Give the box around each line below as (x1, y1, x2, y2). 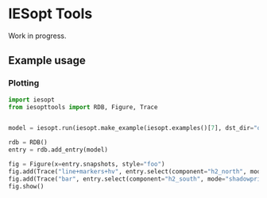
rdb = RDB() (8, 139, 48, 147)
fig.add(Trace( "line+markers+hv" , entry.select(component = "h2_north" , (8, 167, 247, 175)
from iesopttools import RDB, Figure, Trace (8, 103, 158, 111)
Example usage (8, 54, 86, 67)
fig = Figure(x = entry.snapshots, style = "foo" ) (8, 160, 165, 168)
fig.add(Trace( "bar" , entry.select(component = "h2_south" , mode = (8, 175, 226, 183)
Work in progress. (8, 31, 67, 40)
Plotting (8, 78, 40, 89)
